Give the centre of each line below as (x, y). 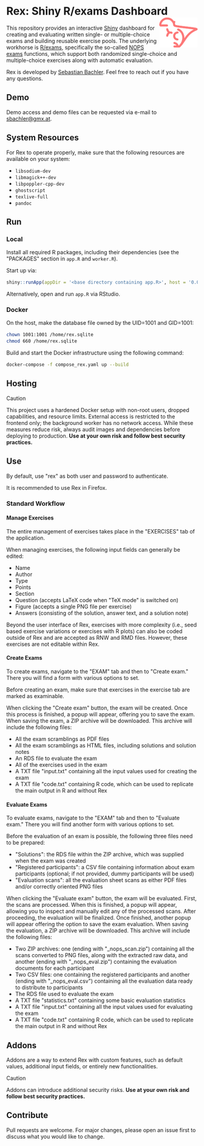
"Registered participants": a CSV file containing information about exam (105, 867)
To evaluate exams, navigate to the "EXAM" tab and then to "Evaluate (93, 818)
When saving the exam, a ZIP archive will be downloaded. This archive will (99, 721)
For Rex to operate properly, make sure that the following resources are (96, 152)
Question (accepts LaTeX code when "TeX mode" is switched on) (97, 600)
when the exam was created (50, 861)
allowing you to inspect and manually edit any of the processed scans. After (101, 911)
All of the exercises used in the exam (61, 765)
